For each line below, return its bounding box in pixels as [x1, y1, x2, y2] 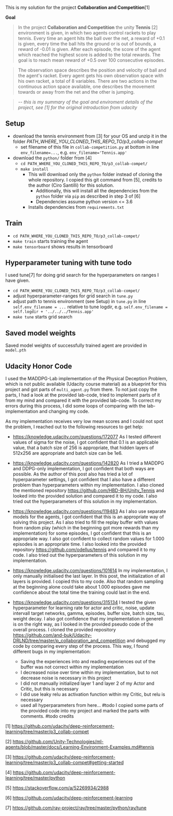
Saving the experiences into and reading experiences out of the [20, 659, 155, 665]
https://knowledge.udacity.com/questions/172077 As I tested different [12, 434, 161, 440]
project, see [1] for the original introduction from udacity [18, 104, 137, 110]
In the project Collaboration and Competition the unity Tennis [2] [18, 24, 158, 30]
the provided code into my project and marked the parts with [20, 707, 150, 714]
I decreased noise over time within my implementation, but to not [20, 669, 159, 676]
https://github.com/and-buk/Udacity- [12, 632, 92, 638]
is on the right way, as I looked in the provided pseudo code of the [12, 621, 153, 627]
